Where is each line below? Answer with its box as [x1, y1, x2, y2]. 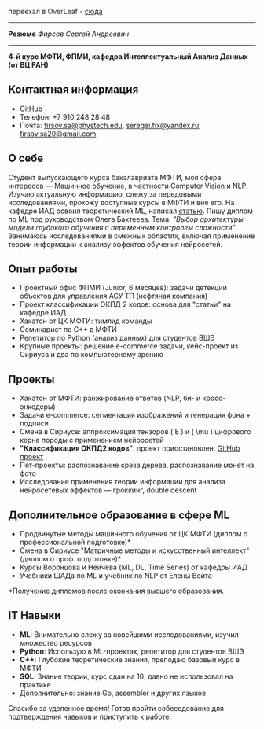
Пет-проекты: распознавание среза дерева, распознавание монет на [19, 460, 255, 470]
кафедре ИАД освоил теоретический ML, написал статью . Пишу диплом [8, 206, 253, 215]
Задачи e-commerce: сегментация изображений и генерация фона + [19, 411, 251, 420]
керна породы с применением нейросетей [19, 436, 164, 445]
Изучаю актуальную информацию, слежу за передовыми [8, 189, 202, 199]
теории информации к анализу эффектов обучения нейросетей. [8, 239, 222, 249]
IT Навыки [8, 609, 61, 622]
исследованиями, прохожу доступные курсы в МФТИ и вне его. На [8, 197, 235, 207]
